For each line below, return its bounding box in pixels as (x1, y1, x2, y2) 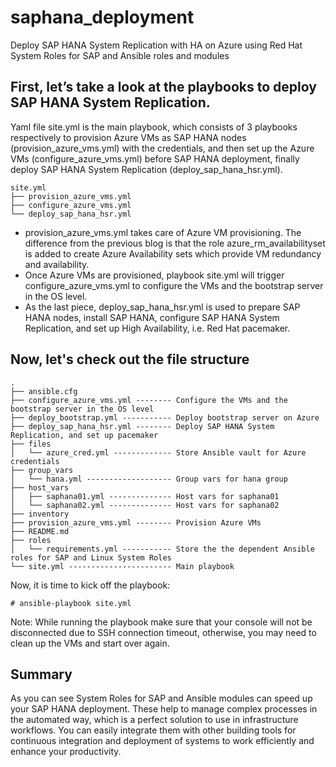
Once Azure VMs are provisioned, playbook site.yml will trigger (24, 269, 285, 281)
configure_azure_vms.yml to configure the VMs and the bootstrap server (24, 279, 324, 291)
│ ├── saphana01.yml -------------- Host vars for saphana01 (10, 491, 280, 501)
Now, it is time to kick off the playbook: (10, 579, 171, 591)
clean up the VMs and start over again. (10, 637, 170, 649)
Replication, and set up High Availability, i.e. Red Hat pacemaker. (24, 322, 291, 334)
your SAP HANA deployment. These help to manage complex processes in (10, 703, 318, 715)
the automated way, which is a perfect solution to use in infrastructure (10, 714, 299, 726)
